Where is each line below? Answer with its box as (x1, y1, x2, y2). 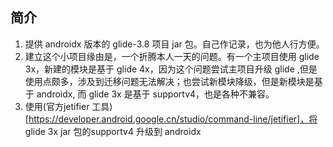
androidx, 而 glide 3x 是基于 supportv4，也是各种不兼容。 (36, 88, 275, 100)
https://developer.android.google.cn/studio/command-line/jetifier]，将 (28, 113, 318, 125)
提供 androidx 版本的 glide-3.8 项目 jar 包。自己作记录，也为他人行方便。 (24, 38, 325, 50)
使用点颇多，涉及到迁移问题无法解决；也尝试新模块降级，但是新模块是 (24, 75, 315, 87)
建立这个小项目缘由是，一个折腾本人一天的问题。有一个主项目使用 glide (24, 50, 320, 62)
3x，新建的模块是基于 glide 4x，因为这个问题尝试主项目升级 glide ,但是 (24, 63, 318, 75)
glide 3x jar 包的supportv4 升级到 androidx (24, 125, 202, 137)
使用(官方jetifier (24, 100, 90, 112)
